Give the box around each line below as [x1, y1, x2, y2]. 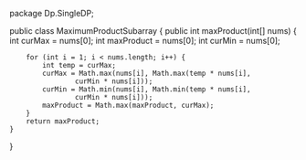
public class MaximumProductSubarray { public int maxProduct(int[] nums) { [9, 26, 297, 36]
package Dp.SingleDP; [9, 8, 94, 18]
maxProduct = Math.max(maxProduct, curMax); [42, 101, 215, 110]
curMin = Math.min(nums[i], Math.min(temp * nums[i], [42, 85, 251, 94]
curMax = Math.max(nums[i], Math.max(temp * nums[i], [42, 69, 251, 78]
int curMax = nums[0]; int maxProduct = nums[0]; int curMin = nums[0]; [9, 36, 280, 46]
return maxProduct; [26, 117, 100, 126]
